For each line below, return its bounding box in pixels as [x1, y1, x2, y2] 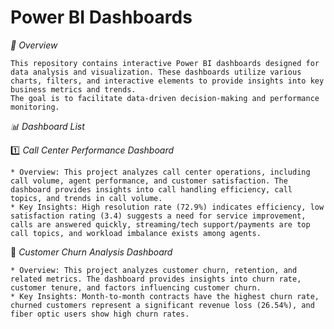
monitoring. [10, 102, 60, 112]
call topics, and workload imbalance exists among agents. [10, 228, 262, 238]
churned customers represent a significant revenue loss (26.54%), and [10, 300, 315, 310]
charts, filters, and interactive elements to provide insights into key [10, 76, 325, 86]
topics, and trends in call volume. [10, 193, 163, 203]
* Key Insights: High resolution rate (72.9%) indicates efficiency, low [10, 202, 325, 212]
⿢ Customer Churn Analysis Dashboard [10, 246, 173, 258]
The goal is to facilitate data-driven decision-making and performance [10, 93, 320, 103]
